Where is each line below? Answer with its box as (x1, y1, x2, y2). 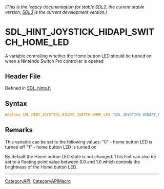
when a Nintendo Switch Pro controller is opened (5, 58, 104, 64)
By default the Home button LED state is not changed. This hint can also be (5, 153, 156, 159)
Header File (5, 72, 41, 80)
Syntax (5, 99, 27, 108)
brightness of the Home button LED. (5, 164, 77, 170)
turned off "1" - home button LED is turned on (5, 144, 97, 150)
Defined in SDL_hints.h (5, 85, 51, 91)
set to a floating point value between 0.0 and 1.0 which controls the (5, 159, 140, 165)
